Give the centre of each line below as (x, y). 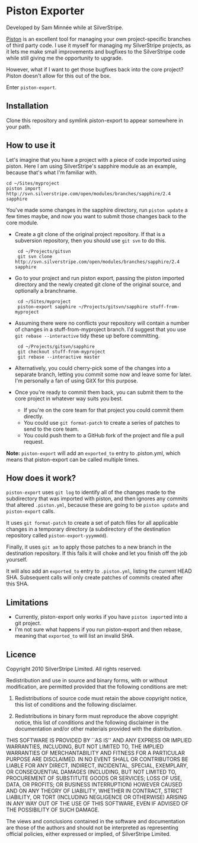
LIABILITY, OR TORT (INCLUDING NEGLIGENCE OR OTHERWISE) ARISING (97, 797)
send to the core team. (51, 429)
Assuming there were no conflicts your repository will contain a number (102, 323)
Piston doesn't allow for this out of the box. (59, 76)
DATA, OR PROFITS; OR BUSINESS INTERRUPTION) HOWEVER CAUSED (94, 784)
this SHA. (17, 584)
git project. (28, 623)
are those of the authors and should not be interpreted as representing (92, 828)
